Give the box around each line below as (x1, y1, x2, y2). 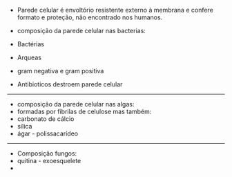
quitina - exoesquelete (17, 157, 81, 165)
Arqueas (17, 53, 41, 62)
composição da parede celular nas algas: (17, 100, 135, 108)
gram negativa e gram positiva (17, 67, 104, 75)
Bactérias (17, 40, 45, 48)
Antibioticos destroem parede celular (17, 80, 123, 88)
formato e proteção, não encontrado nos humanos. (17, 13, 163, 21)
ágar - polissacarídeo (17, 129, 79, 138)
